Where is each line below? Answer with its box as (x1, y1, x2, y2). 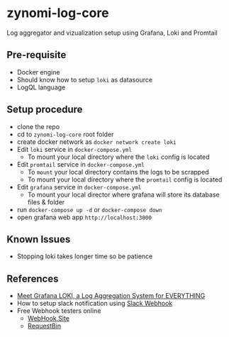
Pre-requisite (6, 49, 67, 61)
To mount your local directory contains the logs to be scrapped (27, 167, 210, 176)
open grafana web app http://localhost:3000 (16, 213, 152, 221)
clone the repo (16, 122, 60, 131)
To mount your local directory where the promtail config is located (27, 175, 223, 184)
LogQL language (16, 83, 66, 92)
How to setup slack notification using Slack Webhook (16, 299, 173, 308)
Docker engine (16, 67, 60, 76)
